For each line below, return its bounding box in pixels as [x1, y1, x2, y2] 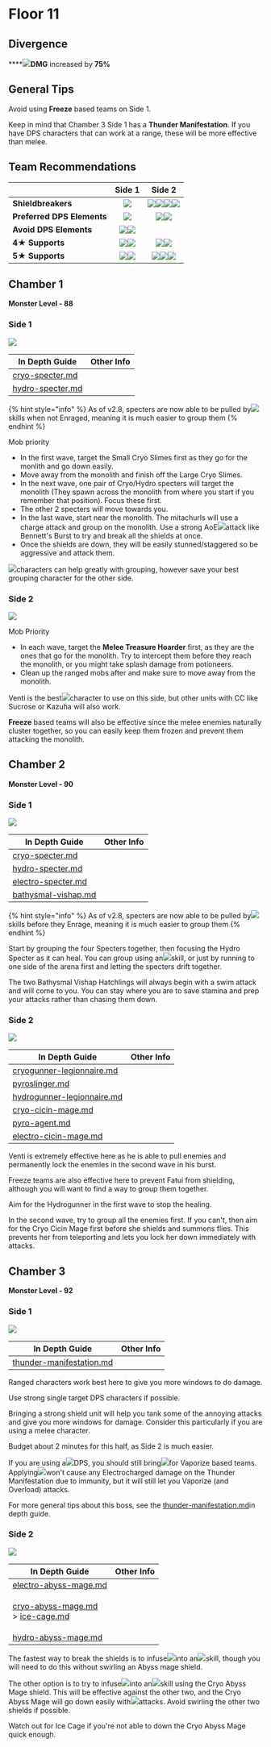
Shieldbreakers [12, 198, 73, 209]
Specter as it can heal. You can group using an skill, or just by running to [8, 953, 256, 963]
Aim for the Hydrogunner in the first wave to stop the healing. [8, 1200, 212, 1209]
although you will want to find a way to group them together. [8, 1184, 209, 1194]
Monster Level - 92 [8, 1286, 73, 1296]
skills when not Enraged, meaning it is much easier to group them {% [8, 413, 238, 422]
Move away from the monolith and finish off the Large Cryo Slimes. [19, 469, 244, 480]
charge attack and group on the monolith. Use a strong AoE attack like [19, 522, 260, 532]
